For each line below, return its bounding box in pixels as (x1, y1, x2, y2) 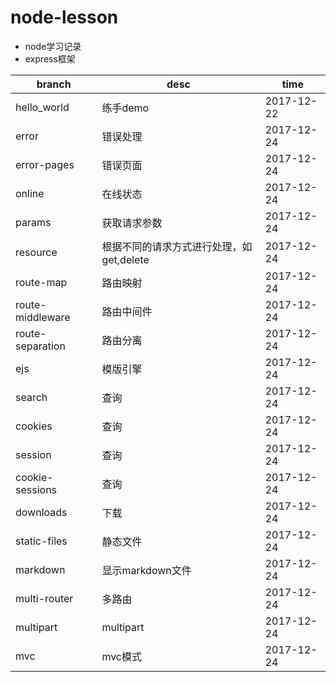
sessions (15, 482, 58, 496)
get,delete (101, 252, 150, 266)
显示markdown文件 (101, 563, 192, 577)
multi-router (15, 591, 74, 605)
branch (36, 77, 72, 91)
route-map (15, 275, 68, 289)
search (15, 390, 48, 404)
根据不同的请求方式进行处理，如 (101, 239, 253, 253)
